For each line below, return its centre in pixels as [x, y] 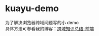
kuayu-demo [32, 9]
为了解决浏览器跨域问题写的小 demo [42, 22]
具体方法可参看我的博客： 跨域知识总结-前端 [49, 28]
